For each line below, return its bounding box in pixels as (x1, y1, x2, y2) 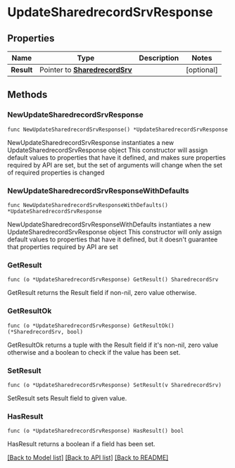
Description (139, 53, 179, 63)
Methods (7, 89, 48, 101)
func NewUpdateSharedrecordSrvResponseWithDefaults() (7, 201, 169, 208)
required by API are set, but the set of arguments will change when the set (7, 160, 223, 169)
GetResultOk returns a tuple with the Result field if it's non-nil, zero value (7, 341, 219, 349)
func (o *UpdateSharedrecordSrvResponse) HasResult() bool (7, 427, 184, 435)
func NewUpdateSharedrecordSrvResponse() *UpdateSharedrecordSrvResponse (7, 126, 229, 133)
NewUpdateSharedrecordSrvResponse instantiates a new (7, 138, 174, 146)
